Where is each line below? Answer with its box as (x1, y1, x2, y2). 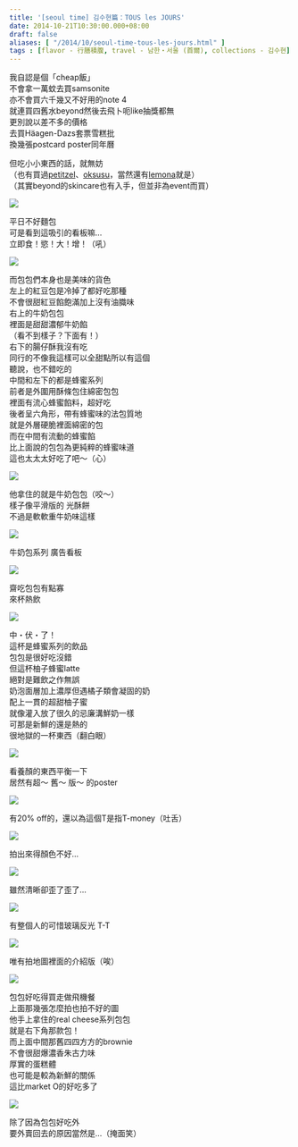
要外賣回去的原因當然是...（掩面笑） (9, 1128, 142, 1139)
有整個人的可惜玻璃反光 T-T (9, 920, 111, 931)
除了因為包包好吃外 (9, 1117, 80, 1127)
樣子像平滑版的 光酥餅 (9, 500, 90, 510)
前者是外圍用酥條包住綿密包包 (9, 386, 119, 397)
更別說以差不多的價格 (9, 117, 87, 128)
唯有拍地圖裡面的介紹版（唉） (9, 956, 119, 966)
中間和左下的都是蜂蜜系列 (9, 375, 103, 385)
